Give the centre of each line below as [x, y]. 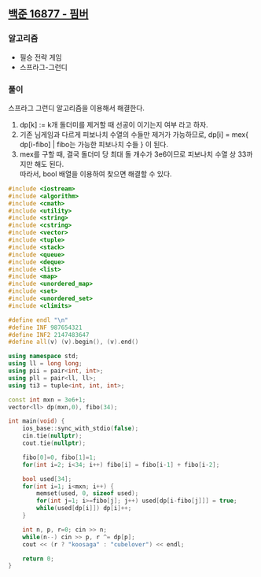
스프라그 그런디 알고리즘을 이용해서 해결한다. [77, 108]
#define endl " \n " [38, 320]
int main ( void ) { [37, 421]
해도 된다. [49, 164]
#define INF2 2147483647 [49, 335]
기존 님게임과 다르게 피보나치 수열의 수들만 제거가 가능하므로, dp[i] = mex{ [134, 134]
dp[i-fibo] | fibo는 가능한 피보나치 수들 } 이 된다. [94, 144]
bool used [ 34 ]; [47, 479]
